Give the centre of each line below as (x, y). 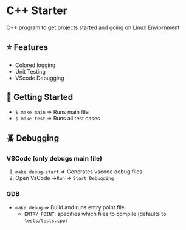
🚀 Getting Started (40, 97)
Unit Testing (30, 71)
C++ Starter (37, 11)
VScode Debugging (40, 78)
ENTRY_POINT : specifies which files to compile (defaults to (95, 214)
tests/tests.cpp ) (46, 220)
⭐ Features (27, 47)
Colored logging (35, 65)
